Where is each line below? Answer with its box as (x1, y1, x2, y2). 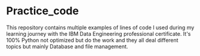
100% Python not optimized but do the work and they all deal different (6, 36, 179, 43)
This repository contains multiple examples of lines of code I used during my (6, 24, 195, 31)
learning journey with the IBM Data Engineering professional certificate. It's (6, 30, 191, 37)
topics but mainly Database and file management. (6, 43, 128, 50)
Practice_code (6, 4, 79, 18)
